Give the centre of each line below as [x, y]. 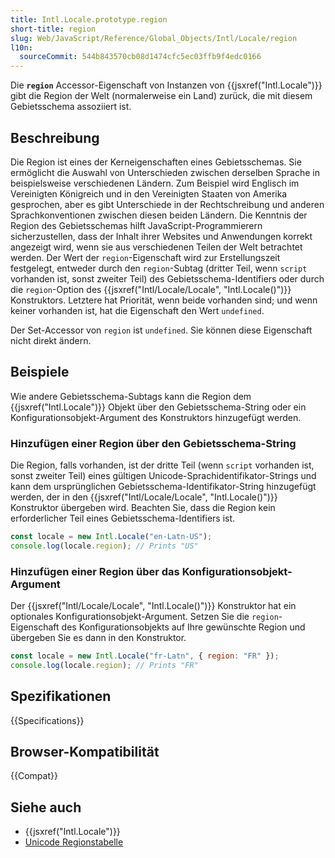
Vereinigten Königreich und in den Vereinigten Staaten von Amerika [149, 193]
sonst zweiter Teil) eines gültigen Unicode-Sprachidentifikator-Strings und [163, 476]
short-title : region [53, 29]
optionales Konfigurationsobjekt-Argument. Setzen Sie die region [144, 617]
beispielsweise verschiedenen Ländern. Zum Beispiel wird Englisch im [155, 183]
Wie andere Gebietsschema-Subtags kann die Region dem [131, 396]
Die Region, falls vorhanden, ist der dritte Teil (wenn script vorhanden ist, [162, 465]
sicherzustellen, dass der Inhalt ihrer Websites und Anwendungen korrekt [161, 236]
